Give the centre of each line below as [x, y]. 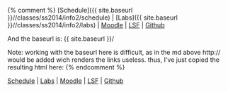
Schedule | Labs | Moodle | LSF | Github [65, 81]
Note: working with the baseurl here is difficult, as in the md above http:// [114, 52]
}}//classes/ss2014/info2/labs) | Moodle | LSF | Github [86, 25]
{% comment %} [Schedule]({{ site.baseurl [70, 10]
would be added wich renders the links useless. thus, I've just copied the [113, 60]
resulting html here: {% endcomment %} [66, 67]
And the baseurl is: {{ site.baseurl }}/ [61, 39]
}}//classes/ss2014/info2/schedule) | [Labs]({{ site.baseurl [93, 18]
